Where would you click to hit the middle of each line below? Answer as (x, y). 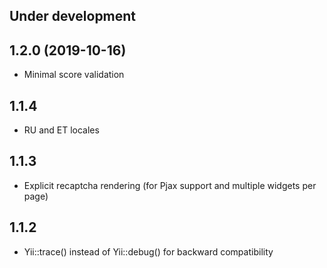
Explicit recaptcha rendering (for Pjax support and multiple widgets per (170, 185)
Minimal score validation (74, 75)
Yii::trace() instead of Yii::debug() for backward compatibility (148, 251)
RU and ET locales (61, 130)
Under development (73, 16)
